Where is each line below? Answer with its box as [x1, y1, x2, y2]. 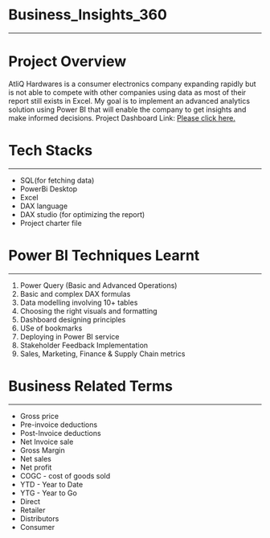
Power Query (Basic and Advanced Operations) [19, 280, 178, 290]
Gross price [19, 411, 59, 421]
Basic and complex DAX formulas [19, 289, 131, 298]
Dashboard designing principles [19, 314, 126, 324]
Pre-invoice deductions [19, 420, 98, 429]
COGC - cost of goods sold [19, 470, 111, 480]
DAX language [19, 201, 68, 211]
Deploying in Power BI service [19, 331, 120, 341]
